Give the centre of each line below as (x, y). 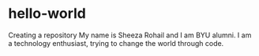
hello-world (47, 14)
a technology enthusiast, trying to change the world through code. (116, 43)
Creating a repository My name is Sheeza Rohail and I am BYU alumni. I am (130, 35)
